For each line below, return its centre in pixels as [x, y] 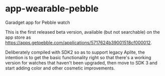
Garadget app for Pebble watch [38, 22]
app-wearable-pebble [52, 9]
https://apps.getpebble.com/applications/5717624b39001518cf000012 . [78, 42]
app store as [18, 37]
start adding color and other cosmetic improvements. [60, 68]
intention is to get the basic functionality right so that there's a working [78, 57]
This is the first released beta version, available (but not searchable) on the [82, 32]
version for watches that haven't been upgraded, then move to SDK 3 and [81, 63]
